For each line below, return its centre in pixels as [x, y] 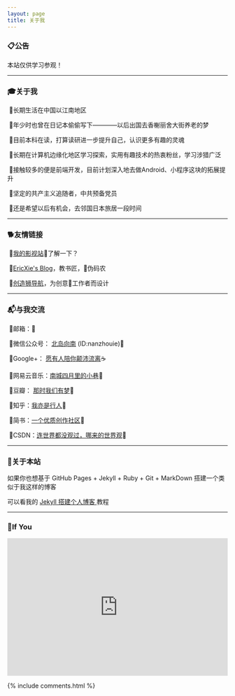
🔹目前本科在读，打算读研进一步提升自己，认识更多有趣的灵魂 [97, 140]
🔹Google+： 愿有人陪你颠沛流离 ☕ [57, 358]
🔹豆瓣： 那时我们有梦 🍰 [42, 390]
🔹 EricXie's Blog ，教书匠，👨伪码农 [57, 268]
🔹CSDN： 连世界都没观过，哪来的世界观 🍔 [68, 435]
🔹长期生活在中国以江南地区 [48, 110]
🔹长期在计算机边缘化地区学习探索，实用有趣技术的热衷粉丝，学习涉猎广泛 [115, 155]
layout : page [26, 14]
